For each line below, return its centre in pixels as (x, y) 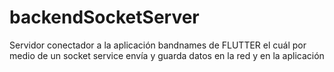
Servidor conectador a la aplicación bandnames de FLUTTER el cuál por (158, 45)
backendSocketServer (104, 17)
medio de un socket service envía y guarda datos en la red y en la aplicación (167, 55)
